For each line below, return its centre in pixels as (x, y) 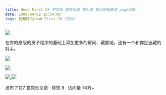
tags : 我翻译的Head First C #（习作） (41, 19)
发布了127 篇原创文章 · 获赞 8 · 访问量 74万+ (50, 88)
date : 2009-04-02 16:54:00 (33, 14)
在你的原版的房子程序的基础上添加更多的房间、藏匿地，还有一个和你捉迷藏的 (83, 43)
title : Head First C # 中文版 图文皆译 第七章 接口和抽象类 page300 (70, 10)
